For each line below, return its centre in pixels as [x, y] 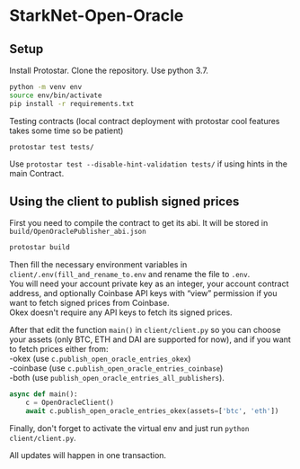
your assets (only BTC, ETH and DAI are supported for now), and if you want [150, 339]
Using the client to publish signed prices [124, 202]
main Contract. [37, 173]
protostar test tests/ [52, 147]
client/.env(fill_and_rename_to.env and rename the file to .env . [130, 275]
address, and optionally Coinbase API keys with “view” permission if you [143, 293]
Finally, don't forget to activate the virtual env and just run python [129, 428]
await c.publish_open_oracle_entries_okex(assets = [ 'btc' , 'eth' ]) [152, 411]
